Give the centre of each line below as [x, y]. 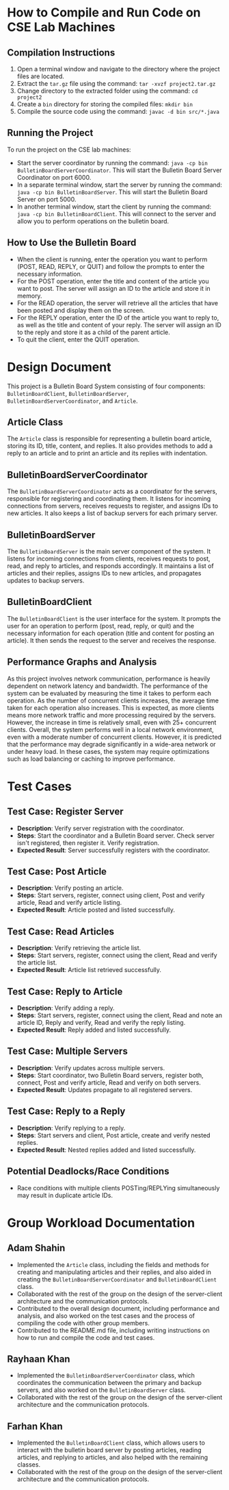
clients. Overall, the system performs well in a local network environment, [110, 729]
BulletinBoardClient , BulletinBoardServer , [68, 393]
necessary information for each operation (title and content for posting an [111, 633]
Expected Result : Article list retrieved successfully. [89, 970]
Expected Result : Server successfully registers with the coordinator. [113, 850]
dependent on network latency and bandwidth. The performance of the [108, 686]
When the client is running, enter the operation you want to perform [112, 259]
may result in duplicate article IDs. [65, 1195]
